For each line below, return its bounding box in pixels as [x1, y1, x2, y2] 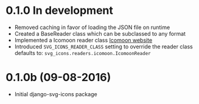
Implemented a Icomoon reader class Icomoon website [14, 36, 153, 44]
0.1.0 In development [5, 4, 114, 18]
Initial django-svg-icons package [14, 90, 98, 97]
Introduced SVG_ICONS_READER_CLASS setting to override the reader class [14, 43, 193, 50]
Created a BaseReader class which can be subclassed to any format [14, 30, 186, 37]
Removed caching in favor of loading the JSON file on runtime [14, 24, 170, 31]
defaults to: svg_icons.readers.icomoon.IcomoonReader [14, 49, 152, 56]
